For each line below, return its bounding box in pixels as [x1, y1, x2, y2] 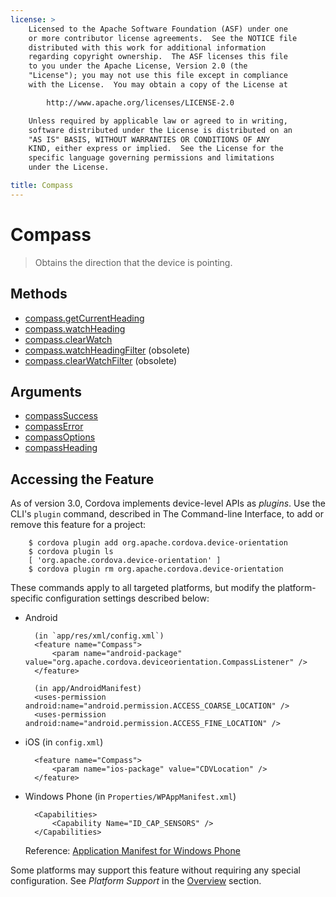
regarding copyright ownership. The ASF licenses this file [28, 52, 288, 62]
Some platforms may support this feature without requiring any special [10, 864, 301, 876]
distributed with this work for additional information [28, 42, 267, 53]
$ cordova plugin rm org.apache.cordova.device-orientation [28, 564, 284, 575]
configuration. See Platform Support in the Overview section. [10, 875, 262, 887]
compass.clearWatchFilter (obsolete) [24, 354, 178, 366]
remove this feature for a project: [10, 519, 147, 531]
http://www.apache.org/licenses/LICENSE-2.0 [46, 97, 235, 108]
